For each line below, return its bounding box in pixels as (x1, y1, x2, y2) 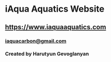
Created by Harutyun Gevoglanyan (5, 50, 89, 57)
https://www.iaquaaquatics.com (5, 23, 106, 31)
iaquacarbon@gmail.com (5, 38, 67, 44)
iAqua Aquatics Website (5, 3, 105, 15)
